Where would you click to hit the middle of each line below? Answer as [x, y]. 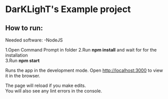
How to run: [24, 28]
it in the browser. [23, 76]
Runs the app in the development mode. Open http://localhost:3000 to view [84, 70]
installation [16, 55]
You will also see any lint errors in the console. [54, 91]
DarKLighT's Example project [68, 9]
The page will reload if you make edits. [46, 85]
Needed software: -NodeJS [34, 40]
